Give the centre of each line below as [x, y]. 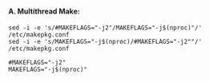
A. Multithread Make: [44, 11]
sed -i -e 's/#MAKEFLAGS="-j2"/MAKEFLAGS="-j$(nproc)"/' [105, 28]
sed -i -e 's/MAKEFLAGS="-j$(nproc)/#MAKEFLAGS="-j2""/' [105, 42]
